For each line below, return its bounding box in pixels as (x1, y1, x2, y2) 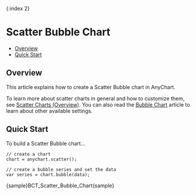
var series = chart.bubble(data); (6, 172, 91, 177)
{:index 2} (6, 5, 30, 12)
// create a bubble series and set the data (6, 166, 116, 172)
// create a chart (6, 151, 51, 157)
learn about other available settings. (6, 107, 92, 114)
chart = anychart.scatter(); (6, 156, 77, 162)
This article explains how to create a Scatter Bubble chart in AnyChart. (6, 83, 176, 90)
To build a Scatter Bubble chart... (6, 140, 85, 147)
